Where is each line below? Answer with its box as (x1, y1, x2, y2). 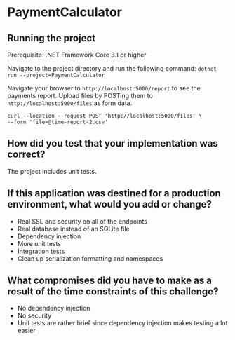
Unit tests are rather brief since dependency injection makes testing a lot (17, 319, 228, 327)
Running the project (7, 32, 96, 44)
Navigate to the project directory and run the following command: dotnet (7, 64, 217, 72)
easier (17, 327, 36, 335)
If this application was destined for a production (7, 187, 221, 200)
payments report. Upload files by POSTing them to (7, 92, 153, 100)
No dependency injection (17, 304, 90, 313)
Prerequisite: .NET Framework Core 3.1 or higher (7, 50, 147, 59)
